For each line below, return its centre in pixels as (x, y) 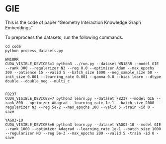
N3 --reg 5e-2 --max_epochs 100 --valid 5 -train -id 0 (91, 107)
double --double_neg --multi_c (38, 81)
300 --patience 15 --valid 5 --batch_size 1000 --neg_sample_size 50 (79, 72)
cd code (13, 46)
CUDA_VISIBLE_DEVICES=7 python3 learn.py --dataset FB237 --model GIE (80, 98)
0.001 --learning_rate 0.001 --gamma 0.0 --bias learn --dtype (94, 77)
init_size (15, 77)
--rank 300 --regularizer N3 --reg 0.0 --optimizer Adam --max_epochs (80, 68)
